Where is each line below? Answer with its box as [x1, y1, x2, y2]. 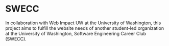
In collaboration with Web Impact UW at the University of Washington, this [5, 20, 161, 26]
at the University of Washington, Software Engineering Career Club [5, 30, 147, 36]
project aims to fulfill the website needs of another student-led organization [5, 25, 164, 31]
